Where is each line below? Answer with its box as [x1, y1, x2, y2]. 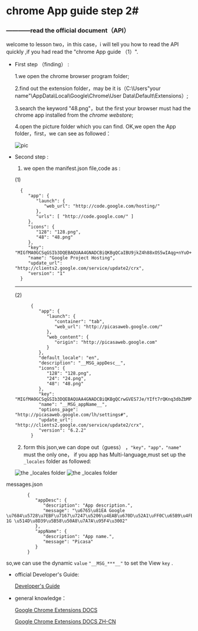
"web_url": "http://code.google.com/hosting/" [44, 203, 160, 210]
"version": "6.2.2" [38, 427, 87, 433]
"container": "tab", [54, 318, 105, 325]
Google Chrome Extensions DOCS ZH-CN [14, 618, 116, 625]
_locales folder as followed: [23, 458, 91, 465]
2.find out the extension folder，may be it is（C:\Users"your [14, 85, 161, 92]
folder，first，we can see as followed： [14, 130, 111, 137]
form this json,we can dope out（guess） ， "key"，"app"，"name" [23, 444, 181, 451]
